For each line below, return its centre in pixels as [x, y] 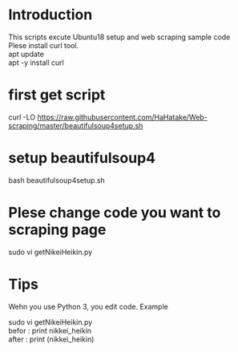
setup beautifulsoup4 [82, 158]
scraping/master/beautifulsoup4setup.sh [76, 125]
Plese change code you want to [115, 212]
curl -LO [22, 117]
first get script [57, 95]
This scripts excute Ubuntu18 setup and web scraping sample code [119, 37]
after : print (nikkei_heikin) [51, 339]
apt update [26, 54]
